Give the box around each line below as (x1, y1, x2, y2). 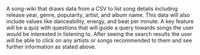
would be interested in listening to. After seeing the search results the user (6, 30, 193, 38)
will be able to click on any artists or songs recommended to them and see (6, 37, 192, 44)
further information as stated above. (6, 43, 96, 50)
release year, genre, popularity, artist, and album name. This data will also (6, 11, 190, 19)
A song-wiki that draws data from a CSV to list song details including (6, 5, 178, 12)
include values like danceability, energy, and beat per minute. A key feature (6, 18, 194, 25)
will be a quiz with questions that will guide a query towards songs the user (6, 24, 194, 31)
